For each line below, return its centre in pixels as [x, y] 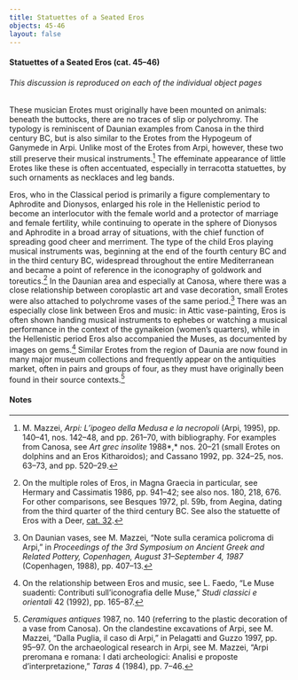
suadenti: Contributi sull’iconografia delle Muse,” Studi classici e [139, 592]
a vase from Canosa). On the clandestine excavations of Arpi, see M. [148, 628]
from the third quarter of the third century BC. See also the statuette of [151, 511]
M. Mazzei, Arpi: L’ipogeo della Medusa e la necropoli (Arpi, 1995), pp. [151, 427]
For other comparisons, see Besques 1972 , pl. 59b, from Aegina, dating [152, 501]
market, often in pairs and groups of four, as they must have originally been [146, 368]
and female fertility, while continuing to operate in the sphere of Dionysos [143, 223]
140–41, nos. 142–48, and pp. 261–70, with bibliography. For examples [149, 437]
